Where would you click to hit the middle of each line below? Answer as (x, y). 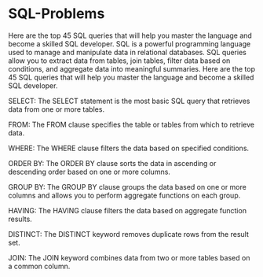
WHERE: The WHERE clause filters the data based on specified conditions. (129, 148)
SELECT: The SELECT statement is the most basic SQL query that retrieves (129, 101)
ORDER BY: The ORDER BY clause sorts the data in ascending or (112, 163)
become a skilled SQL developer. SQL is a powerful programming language (130, 43)
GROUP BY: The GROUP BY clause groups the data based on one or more (128, 187)
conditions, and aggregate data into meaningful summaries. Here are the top (131, 68)
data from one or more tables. (56, 109)
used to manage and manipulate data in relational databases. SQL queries (128, 52)
